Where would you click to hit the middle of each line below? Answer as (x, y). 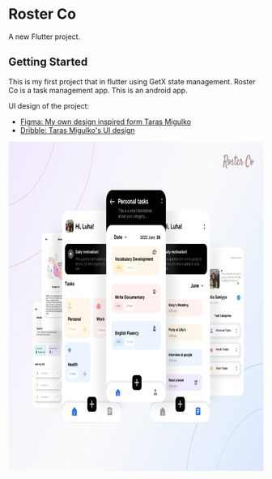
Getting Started (48, 62)
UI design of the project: (49, 105)
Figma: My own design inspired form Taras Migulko (106, 122)
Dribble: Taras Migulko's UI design (77, 130)
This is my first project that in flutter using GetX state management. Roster (132, 81)
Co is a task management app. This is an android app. (98, 90)
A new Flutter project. (45, 36)
